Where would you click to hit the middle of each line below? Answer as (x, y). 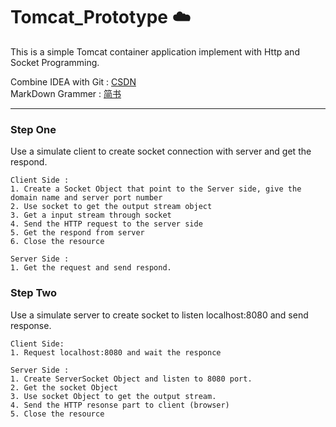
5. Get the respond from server (77, 233)
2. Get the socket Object (64, 387)
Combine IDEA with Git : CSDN (73, 81)
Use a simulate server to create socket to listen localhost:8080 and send (159, 315)
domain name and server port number (86, 198)
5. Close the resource (57, 414)
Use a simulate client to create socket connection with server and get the (161, 151)
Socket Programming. (55, 62)
